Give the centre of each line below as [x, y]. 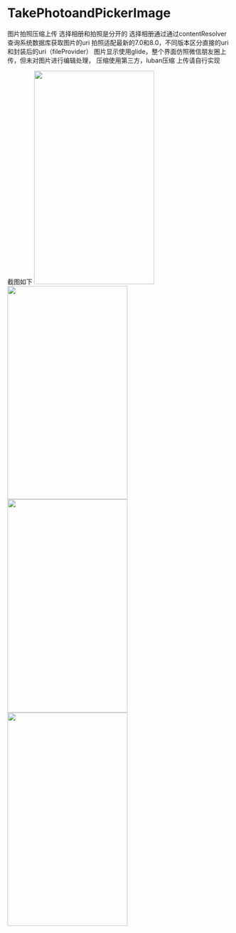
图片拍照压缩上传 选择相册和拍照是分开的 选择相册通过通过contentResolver [117, 33]
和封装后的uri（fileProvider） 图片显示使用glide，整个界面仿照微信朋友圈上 [117, 51]
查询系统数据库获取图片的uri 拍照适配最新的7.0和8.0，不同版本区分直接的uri [118, 42]
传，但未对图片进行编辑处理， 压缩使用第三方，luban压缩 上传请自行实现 [114, 60]
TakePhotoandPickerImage [89, 13]
